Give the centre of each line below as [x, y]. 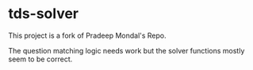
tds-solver [44, 14]
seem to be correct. [40, 59]
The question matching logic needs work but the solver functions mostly [126, 50]
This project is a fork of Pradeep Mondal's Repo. [87, 35]
